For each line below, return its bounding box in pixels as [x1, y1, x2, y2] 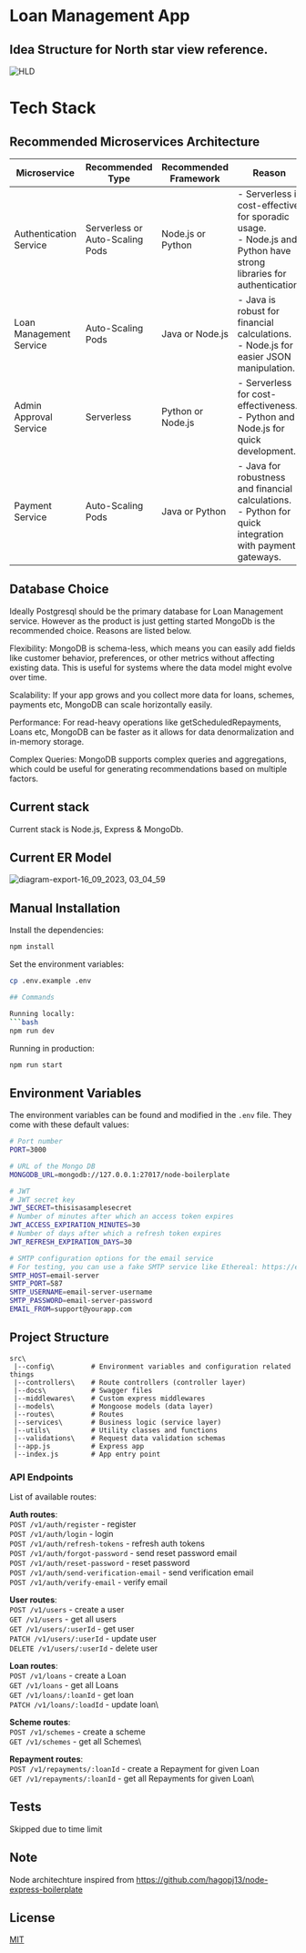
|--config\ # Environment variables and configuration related [13, 1362, 291, 1371]
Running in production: [9, 1043, 96, 1053]
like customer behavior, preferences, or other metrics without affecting [9, 652, 275, 663]
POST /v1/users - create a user [9, 1604, 125, 1615]
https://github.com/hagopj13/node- [136, 1874, 269, 1885]
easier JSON [237, 351, 291, 362]
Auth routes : [9, 1509, 58, 1521]
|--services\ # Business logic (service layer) [13, 1418, 222, 1427]
